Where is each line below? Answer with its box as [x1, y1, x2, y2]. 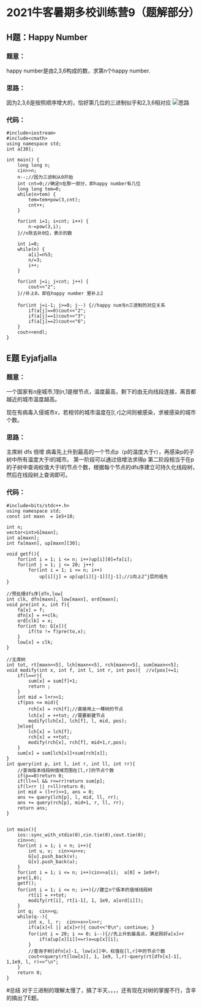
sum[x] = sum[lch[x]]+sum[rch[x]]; [17, 750, 108, 756]
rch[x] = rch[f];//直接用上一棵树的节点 [28, 706, 124, 712]
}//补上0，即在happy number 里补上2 [17, 290, 103, 297]
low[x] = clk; [17, 639, 53, 645]
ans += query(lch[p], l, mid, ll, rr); [17, 794, 119, 800]
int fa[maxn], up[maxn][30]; [6, 540, 81, 546]
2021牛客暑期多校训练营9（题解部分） [6, 6, 200, 20]
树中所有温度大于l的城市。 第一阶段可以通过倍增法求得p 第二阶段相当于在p [6, 456, 195, 464]
